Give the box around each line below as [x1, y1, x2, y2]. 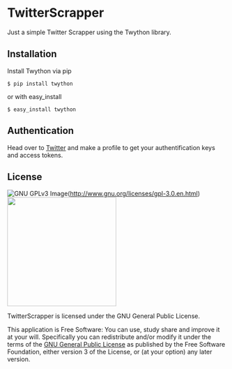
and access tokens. [7, 151, 63, 159]
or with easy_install [7, 92, 62, 100]
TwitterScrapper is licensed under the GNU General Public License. [7, 312, 201, 320]
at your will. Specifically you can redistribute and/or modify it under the [7, 333, 211, 341]
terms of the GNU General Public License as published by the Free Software [7, 340, 226, 349]
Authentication [7, 125, 75, 137]
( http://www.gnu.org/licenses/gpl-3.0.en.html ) [67, 190, 201, 198]
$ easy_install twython [7, 106, 77, 113]
